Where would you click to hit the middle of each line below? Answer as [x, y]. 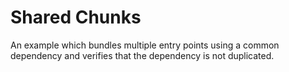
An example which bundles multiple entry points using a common [145, 45]
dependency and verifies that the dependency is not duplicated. [142, 55]
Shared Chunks [76, 17]
